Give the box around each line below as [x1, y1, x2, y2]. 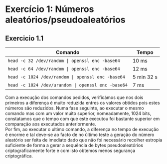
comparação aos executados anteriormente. [5, 121, 96, 127]
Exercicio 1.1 [5, 34, 44, 42]
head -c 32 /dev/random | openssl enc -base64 [7, 58, 121, 63]
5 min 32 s [132, 73, 158, 80]
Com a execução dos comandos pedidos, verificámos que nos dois [5, 94, 144, 100]
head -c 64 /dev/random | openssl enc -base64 [7, 66, 121, 71]
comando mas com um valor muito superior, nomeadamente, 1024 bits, [5, 110, 151, 116]
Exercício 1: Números [5, 3, 94, 15]
